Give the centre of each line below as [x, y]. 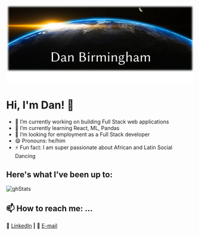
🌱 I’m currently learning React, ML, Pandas [67, 128]
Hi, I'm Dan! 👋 [40, 105]
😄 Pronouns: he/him [40, 140]
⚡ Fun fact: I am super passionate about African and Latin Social [94, 147]
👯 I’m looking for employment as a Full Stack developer [82, 134]
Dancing [25, 156]
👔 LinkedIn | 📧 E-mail [32, 226]
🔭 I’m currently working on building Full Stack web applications [92, 122]
